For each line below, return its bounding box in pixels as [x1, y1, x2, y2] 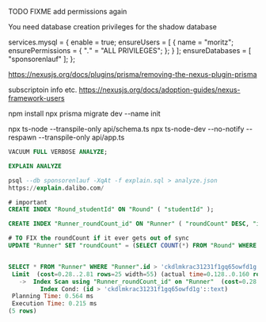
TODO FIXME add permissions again [8, 7, 127, 16]
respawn [8, 132, 37, 142]
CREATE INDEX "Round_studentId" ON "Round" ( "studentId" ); [8, 205, 215, 213]
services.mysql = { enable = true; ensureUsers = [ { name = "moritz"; [8, 37, 234, 47]
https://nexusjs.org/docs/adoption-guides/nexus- [78, 85, 241, 94]
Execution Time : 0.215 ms [11, 300, 97, 308]
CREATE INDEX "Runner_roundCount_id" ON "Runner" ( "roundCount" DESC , [8, 220, 249, 228]
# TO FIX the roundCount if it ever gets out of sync [8, 234, 190, 243]
